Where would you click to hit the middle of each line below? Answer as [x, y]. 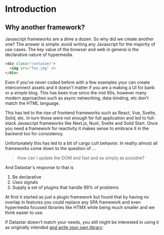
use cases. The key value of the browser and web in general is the [72, 49]
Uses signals [25, 182]
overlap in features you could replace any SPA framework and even [73, 202]
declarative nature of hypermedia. [39, 55]
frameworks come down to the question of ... [51, 148]
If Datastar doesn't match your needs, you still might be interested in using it [82, 222]
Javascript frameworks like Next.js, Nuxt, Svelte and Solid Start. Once [87, 123]
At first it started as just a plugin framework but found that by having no [77, 197]
